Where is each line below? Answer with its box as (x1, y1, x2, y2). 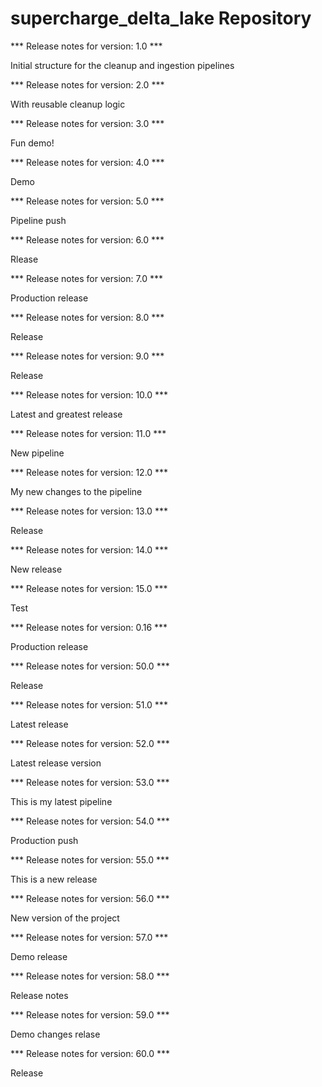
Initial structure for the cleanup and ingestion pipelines (10, 59, 235, 71)
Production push (10, 834, 79, 846)
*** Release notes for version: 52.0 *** (10, 737, 170, 749)
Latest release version (10, 757, 102, 769)
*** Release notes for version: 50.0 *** (10, 660, 170, 672)
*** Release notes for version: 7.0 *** (10, 272, 164, 284)
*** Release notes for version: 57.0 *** (10, 931, 169, 943)
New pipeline (10, 447, 65, 459)
